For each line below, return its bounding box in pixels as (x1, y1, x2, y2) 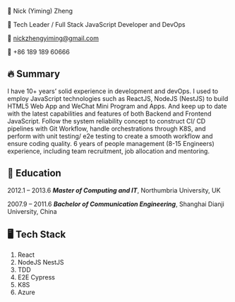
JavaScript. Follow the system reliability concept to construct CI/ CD (7, 116, 206, 125)
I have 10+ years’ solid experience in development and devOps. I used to (7, 87, 219, 95)
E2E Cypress (17, 273, 55, 282)
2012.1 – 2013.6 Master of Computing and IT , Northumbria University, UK (7, 186, 221, 194)
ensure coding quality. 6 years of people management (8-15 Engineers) (7, 139, 215, 147)
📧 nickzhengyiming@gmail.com (7, 34, 99, 42)
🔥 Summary (7, 68, 61, 80)
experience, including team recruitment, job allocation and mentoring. (7, 147, 210, 155)
